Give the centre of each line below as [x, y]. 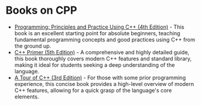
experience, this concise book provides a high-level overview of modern [104, 84]
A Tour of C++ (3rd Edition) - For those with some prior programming [100, 78]
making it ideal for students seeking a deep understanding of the [94, 65]
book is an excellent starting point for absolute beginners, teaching [97, 33]
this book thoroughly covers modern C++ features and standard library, [103, 58]
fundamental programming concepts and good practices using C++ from [105, 39]
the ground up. [33, 46]
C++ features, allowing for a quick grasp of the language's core [93, 90]
